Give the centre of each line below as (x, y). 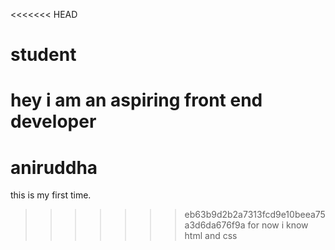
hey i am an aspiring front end (136, 100)
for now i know (278, 225)
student (43, 55)
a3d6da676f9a (215, 225)
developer (53, 121)
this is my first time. (51, 195)
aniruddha (54, 167)
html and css (211, 236)
